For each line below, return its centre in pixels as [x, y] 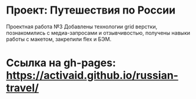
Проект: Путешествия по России [91, 10]
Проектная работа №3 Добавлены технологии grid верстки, [82, 27]
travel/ [23, 88]
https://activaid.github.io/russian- [92, 76]
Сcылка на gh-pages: [61, 63]
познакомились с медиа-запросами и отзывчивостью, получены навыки [98, 32]
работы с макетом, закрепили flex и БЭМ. [59, 39]
